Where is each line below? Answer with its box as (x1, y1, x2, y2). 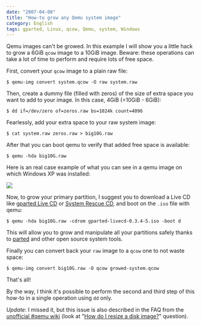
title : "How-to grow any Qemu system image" (6, 15, 121, 21)
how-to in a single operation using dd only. (6, 294, 113, 302)
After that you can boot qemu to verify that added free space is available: (6, 141, 190, 149)
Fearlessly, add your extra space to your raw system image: (6, 119, 157, 126)
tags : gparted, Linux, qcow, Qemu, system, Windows (6, 26, 140, 32)
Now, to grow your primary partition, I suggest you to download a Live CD (6, 193, 191, 201)
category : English (6, 20, 53, 26)
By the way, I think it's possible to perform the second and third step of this (6, 288, 195, 296)
